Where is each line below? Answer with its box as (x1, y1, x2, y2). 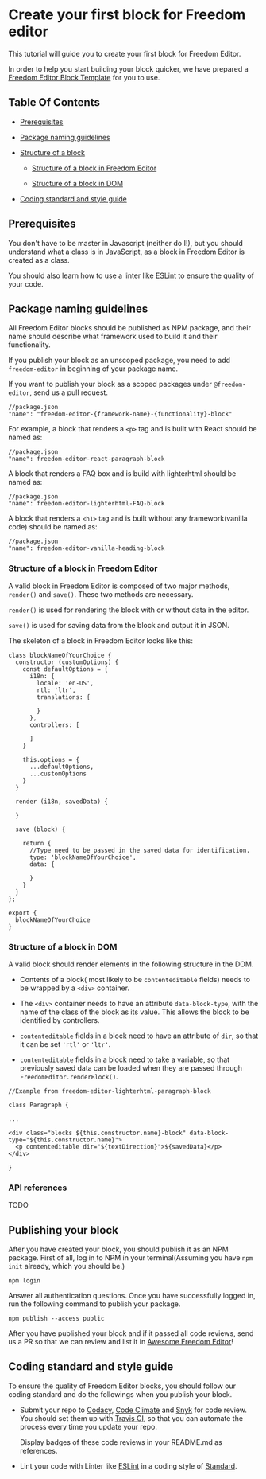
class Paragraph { (8, 1101, 69, 1109)
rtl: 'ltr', (37, 686, 77, 694)
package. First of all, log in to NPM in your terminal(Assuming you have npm (8, 1253, 253, 1262)
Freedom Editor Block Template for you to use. (8, 72, 160, 82)
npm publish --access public (8, 1315, 105, 1323)
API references (8, 1182, 67, 1193)
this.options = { (22, 755, 80, 763)
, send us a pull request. (29, 388, 109, 397)
